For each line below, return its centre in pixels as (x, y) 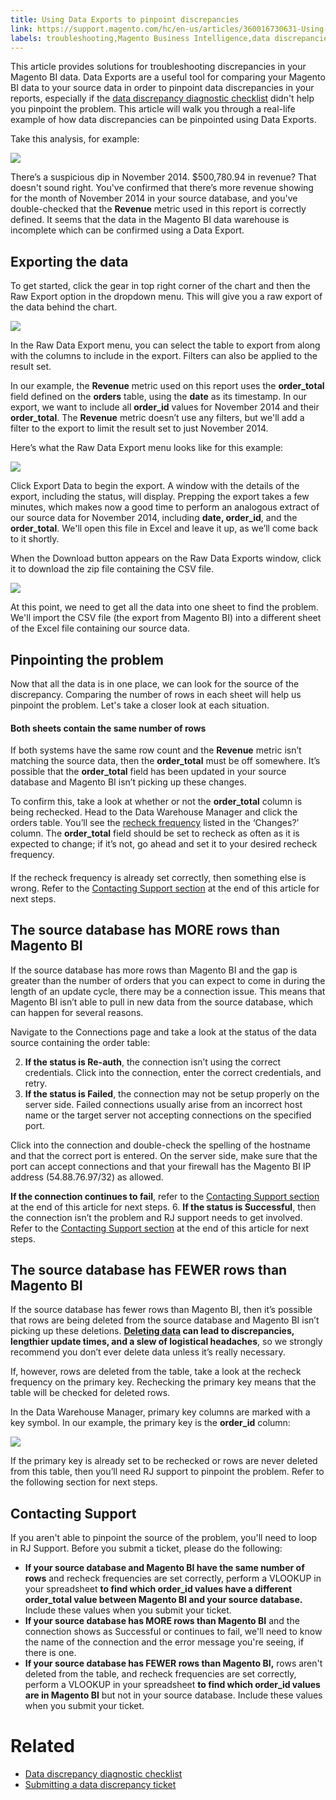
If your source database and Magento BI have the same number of (164, 1568)
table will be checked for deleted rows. (90, 1393)
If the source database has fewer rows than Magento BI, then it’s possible (161, 1310)
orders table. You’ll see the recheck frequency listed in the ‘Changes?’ (155, 823)
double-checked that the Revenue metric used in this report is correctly (158, 209)
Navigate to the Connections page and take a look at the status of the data (163, 1032)
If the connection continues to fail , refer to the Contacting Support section (165, 1196)
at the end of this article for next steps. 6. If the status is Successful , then (163, 1207)
